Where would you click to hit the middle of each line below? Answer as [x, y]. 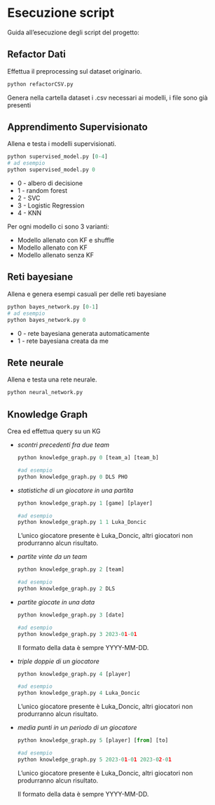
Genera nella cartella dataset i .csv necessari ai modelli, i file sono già [107, 97]
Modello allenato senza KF [56, 255]
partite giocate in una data [56, 602]
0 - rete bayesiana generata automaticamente [83, 333]
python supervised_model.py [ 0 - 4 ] [58, 157]
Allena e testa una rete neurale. [52, 379]
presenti [19, 105]
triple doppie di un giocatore [58, 661]
